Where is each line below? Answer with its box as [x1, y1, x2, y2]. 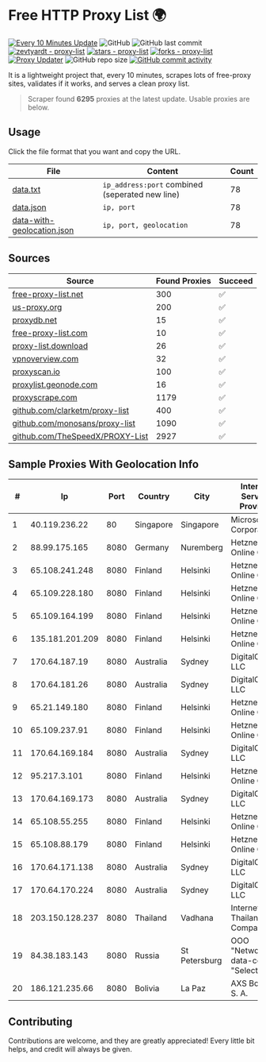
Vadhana [180, 913, 214, 924]
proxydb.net [12, 315, 58, 326]
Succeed [218, 275, 253, 286]
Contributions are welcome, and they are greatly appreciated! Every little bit [8, 1036, 255, 1045]
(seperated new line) [102, 188, 180, 199]
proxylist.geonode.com [12, 379, 98, 390]
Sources [8, 252, 51, 265]
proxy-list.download [12, 340, 89, 351]
